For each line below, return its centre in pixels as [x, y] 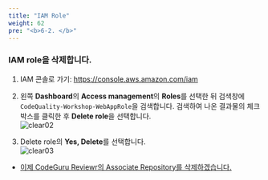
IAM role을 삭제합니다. [50, 60]
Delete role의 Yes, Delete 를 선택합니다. [83, 142]
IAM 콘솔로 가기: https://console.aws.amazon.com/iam [109, 79]
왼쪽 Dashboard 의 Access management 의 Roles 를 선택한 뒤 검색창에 [132, 96]
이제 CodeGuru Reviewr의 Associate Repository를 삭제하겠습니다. [126, 167]
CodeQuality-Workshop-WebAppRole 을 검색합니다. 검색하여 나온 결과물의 [132, 106]
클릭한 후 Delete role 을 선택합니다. [96, 116]
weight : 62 [26, 23]
